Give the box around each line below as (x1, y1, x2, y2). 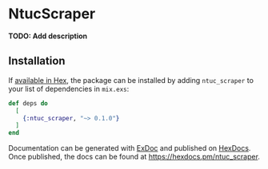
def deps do (8, 99, 48, 108)
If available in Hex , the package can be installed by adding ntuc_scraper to (8, 75, 254, 84)
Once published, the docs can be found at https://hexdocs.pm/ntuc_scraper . (8, 152, 260, 162)
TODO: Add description (8, 31, 88, 41)
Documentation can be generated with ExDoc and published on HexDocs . (8, 143, 251, 153)
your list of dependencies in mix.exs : (8, 84, 130, 93)
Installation (8, 54, 66, 68)
